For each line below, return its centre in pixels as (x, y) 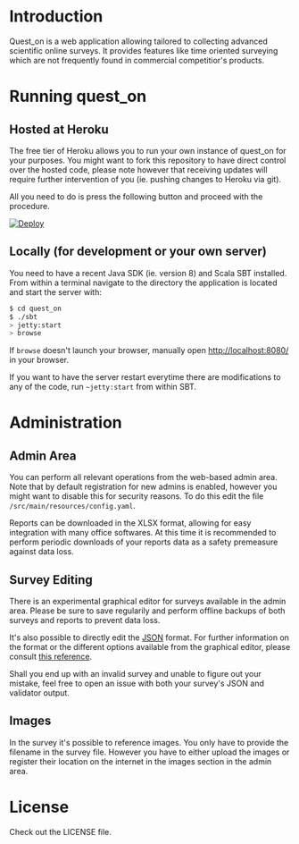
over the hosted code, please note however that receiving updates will (138, 169)
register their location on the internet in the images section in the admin (141, 761)
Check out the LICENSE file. (60, 831)
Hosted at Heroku (59, 129)
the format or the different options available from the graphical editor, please (150, 647)
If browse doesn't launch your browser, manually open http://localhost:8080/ (149, 350)
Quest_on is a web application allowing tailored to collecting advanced (138, 41)
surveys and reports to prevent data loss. (85, 620)
